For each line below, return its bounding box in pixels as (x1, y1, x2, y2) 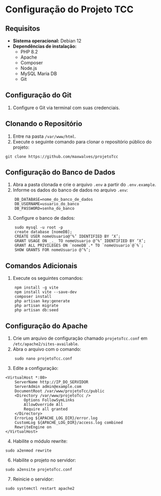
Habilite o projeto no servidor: (12, 457, 76, 464)
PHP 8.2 (20, 49, 38, 55)
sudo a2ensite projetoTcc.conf (5, 467, 73, 472)
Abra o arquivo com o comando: (12, 346, 81, 352)
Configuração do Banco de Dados (5, 168, 116, 177)
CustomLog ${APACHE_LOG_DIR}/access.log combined (14, 420, 123, 426)
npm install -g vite (14, 285, 59, 290)
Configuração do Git (5, 91, 72, 100)
